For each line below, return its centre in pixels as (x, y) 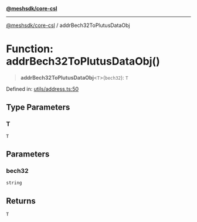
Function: (30, 49)
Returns (21, 201)
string (14, 183)
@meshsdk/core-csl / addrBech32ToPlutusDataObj (68, 25)
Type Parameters (38, 107)
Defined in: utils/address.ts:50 (43, 89)
